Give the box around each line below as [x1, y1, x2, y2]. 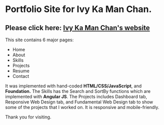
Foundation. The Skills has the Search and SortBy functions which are [5, 88, 151, 94]
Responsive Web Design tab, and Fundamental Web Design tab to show [5, 99, 153, 105]
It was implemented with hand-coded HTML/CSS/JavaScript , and [5, 83, 142, 89]
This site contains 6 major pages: [5, 37, 74, 43]
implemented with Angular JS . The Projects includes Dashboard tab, [5, 94, 147, 99]
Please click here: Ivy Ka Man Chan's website [5, 24, 150, 32]
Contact [12, 73, 29, 79]
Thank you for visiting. [5, 114, 52, 120]
